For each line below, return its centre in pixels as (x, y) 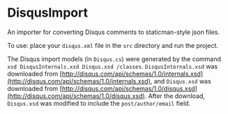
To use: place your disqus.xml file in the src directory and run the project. (113, 45)
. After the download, (175, 96)
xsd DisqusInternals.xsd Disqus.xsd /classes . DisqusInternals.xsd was (113, 66)
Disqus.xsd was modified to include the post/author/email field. (99, 103)
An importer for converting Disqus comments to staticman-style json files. (113, 32)
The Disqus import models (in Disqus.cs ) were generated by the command (114, 59)
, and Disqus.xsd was (181, 81)
